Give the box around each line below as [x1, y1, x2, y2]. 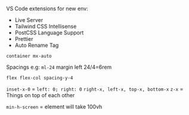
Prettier [14, 36, 33, 42]
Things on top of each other [6, 92, 75, 98]
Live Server [14, 17, 44, 23]
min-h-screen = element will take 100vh [6, 103, 103, 110]
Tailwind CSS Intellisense [14, 23, 77, 30]
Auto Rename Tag [14, 41, 59, 49]
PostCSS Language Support [14, 29, 84, 36]
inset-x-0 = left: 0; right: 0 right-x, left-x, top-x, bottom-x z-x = [6, 85, 184, 92]
